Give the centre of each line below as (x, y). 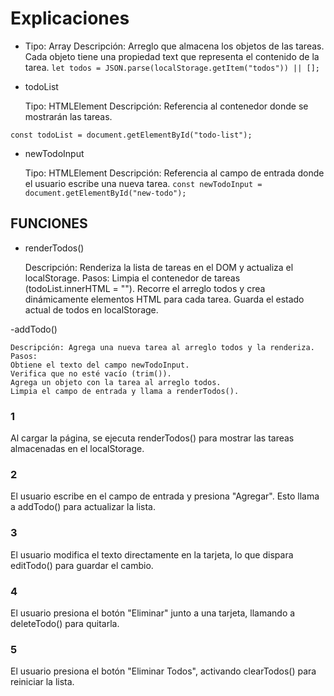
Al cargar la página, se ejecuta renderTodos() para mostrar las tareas (152, 438)
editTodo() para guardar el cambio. (82, 565)
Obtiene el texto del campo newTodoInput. (100, 365)
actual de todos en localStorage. (91, 309)
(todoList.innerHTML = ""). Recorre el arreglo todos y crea (145, 288)
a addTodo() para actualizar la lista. (83, 507)
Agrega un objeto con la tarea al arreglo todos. (116, 382)
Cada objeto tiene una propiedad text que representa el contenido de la (172, 56)
